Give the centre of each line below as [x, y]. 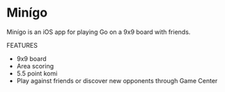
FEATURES [22, 45]
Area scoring [35, 66]
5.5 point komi [37, 73]
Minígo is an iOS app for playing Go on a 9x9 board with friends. [99, 32]
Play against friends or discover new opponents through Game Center [117, 80]
